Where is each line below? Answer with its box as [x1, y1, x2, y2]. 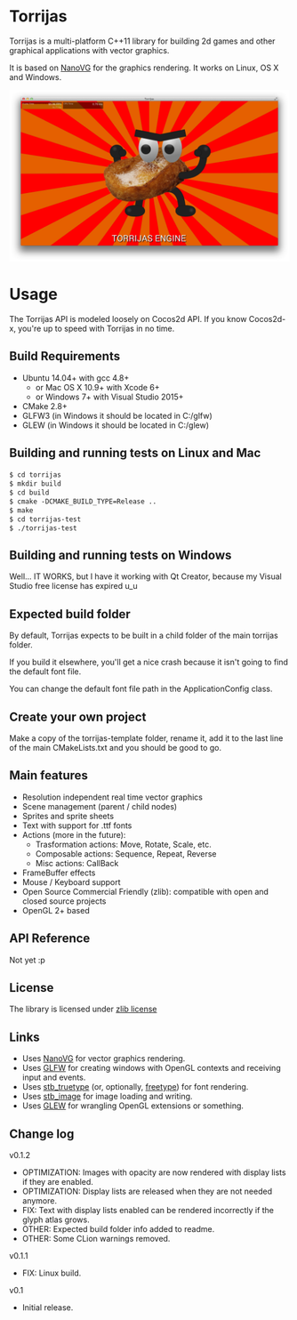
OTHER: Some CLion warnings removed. [21, 1234, 171, 1244]
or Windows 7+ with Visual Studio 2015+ [35, 391, 184, 402]
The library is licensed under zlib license [9, 1003, 157, 1015]
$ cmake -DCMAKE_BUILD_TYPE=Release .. [9, 496, 157, 506]
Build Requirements [9, 349, 121, 364]
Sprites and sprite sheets [21, 810, 114, 821]
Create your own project [9, 709, 147, 724]
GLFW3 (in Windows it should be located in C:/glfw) [21, 410, 213, 421]
